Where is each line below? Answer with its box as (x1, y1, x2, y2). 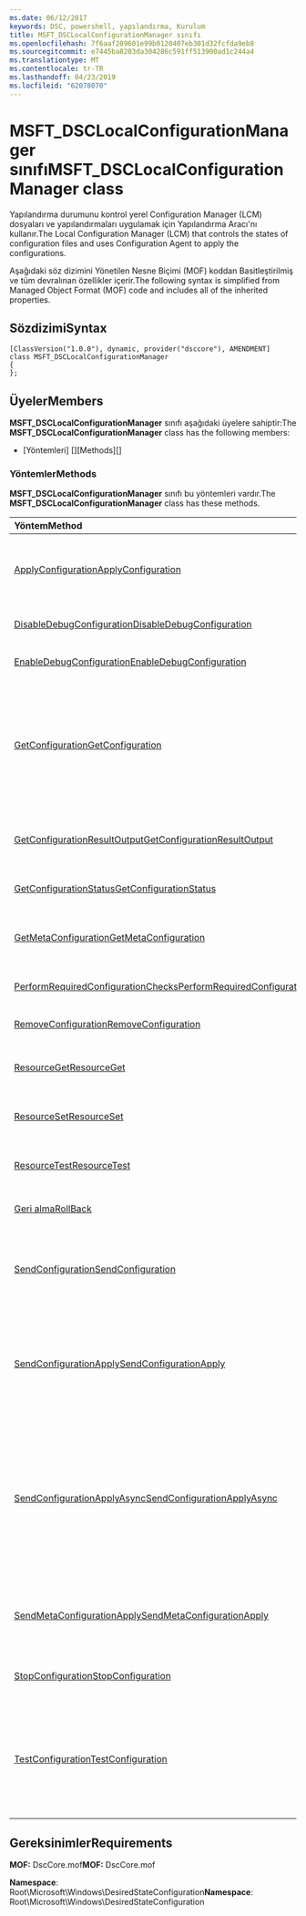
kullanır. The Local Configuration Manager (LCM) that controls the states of (9, 228, 289, 239)
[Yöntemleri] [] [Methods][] (22, 445, 122, 456)
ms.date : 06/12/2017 (9, 13, 88, 23)
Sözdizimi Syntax (9, 320, 107, 335)
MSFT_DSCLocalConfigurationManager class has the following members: (9, 427, 291, 438)
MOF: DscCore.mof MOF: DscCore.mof (9, 1859, 156, 1870)
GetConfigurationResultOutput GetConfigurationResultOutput (14, 833, 274, 846)
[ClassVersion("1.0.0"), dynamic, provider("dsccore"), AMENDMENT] (9, 345, 271, 354)
